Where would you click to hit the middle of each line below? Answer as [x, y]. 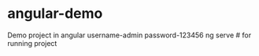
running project [32, 43]
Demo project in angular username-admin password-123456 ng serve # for [129, 35]
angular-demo [55, 14]
